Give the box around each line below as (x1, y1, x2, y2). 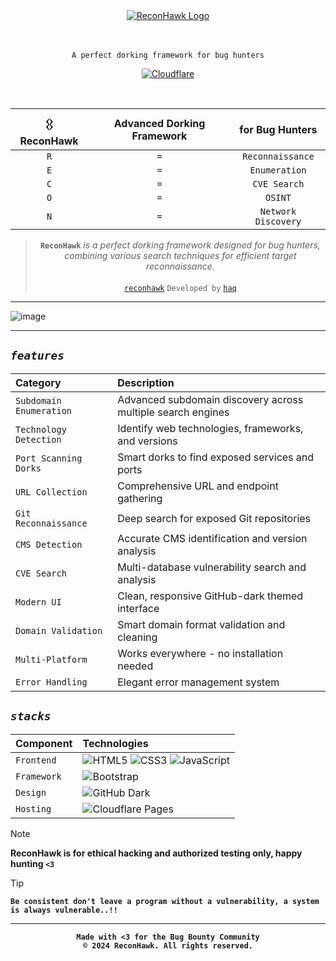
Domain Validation (15, 625, 103, 636)
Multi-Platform (15, 654, 88, 665)
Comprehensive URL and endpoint (117, 479, 279, 493)
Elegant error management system (117, 675, 280, 689)
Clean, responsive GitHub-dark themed (117, 589, 304, 603)
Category (15, 375, 62, 389)
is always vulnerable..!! (10, 905, 118, 915)
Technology (15, 424, 67, 435)
